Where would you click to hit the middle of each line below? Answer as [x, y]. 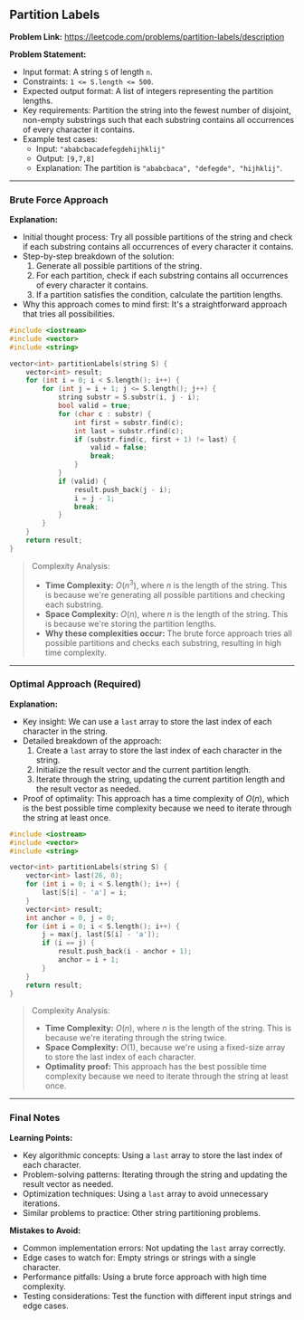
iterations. [41, 1203]
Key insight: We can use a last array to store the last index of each [147, 721]
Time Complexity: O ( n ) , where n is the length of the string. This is [168, 1028]
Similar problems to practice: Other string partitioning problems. [141, 1212]
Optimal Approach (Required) [76, 684]
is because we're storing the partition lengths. [131, 623]
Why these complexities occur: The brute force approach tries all [168, 633]
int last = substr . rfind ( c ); [128, 431]
